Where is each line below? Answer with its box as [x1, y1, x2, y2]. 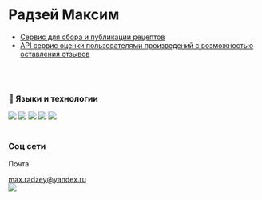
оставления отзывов [19, 49, 90, 58]
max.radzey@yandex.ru [8, 174, 86, 184]
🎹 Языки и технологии [8, 93, 98, 104]
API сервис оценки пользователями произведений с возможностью [19, 40, 254, 50]
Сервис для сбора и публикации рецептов [19, 32, 165, 42]
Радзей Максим [8, 6, 120, 24]
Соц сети [8, 141, 46, 152]
